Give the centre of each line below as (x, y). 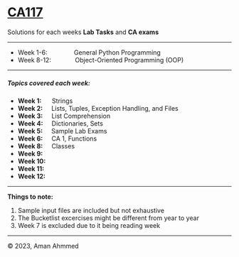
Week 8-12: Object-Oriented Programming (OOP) (100, 60)
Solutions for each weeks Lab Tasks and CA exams (83, 32)
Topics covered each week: (49, 83)
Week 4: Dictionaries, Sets (60, 123)
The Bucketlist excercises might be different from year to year (108, 218)
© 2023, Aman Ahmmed (43, 246)
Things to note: (30, 197)
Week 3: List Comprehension (64, 116)
